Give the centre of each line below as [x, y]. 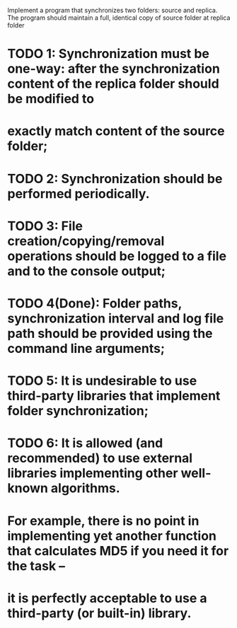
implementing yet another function [112, 536]
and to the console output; [87, 271]
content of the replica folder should [113, 84]
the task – [36, 566]
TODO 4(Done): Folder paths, [95, 303]
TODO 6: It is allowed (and [85, 443]
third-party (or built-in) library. [99, 613]
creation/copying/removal [86, 241]
